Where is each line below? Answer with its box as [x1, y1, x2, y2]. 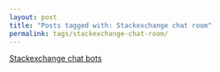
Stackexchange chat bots [9, 54, 102, 64]
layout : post [9, 12, 58, 22]
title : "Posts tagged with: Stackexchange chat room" [9, 21, 213, 30]
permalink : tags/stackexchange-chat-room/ [9, 29, 169, 38]
